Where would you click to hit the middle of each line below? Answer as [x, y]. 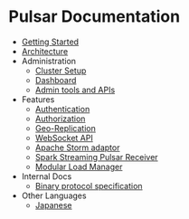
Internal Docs [47, 176]
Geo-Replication [65, 128]
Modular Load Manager [79, 167]
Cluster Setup [61, 71]
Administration [49, 61]
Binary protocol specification [89, 186]
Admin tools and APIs [75, 90]
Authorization [60, 119]
